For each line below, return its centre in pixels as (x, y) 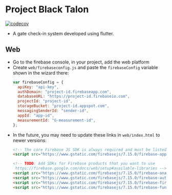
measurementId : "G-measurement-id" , (57, 120)
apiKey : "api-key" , (38, 87)
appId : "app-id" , (36, 115)
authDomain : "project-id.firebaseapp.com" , (64, 92)
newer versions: (30, 140)
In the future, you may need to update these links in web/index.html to (86, 135)
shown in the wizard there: (41, 73)
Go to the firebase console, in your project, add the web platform (81, 62)
